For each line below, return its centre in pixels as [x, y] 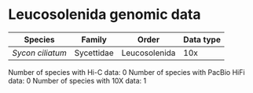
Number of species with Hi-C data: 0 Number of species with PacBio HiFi [126, 72]
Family [94, 39]
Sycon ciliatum [39, 53]
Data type [202, 39]
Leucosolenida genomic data [105, 15]
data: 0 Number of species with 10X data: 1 [77, 80]
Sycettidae [94, 53]
